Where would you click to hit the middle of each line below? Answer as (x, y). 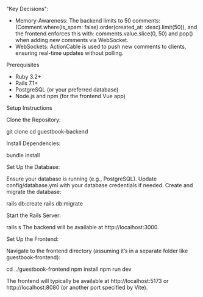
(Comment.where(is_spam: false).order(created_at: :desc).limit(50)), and (106, 27)
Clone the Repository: (34, 120)
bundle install (23, 155)
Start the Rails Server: (34, 215)
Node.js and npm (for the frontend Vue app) (70, 96)
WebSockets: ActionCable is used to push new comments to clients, (101, 46)
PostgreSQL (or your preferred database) (67, 90)
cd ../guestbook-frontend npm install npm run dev (69, 269)
